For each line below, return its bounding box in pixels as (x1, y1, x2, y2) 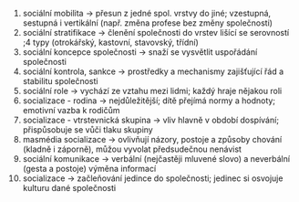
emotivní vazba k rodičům (22, 105, 120, 115)
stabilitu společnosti (22, 76, 98, 86)
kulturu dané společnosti (22, 183, 117, 193)
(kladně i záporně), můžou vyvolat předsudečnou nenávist (22, 144, 242, 154)
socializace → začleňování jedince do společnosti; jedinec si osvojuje (22, 173, 284, 184)
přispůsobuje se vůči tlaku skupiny (22, 124, 153, 135)
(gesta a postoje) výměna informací (22, 164, 157, 174)
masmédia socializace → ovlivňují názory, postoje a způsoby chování (22, 134, 283, 144)
